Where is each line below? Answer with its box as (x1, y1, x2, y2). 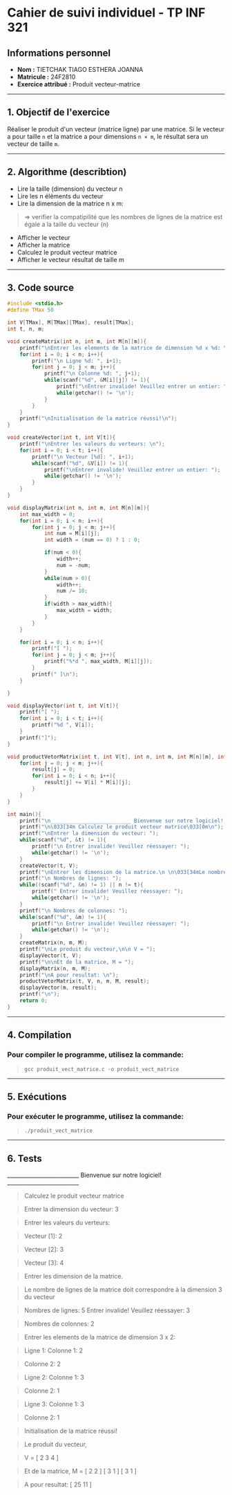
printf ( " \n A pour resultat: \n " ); (19, 972, 119, 978)
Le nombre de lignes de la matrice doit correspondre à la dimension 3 (23, 1285, 222, 1294)
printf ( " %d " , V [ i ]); (32, 721, 95, 729)
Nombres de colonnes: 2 (23, 1319, 95, 1328)
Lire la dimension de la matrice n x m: (17, 199, 124, 207)
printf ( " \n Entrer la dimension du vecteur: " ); (19, 830, 159, 837)
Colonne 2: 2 (23, 1360, 61, 1368)
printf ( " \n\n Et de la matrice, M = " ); (19, 958, 135, 965)
